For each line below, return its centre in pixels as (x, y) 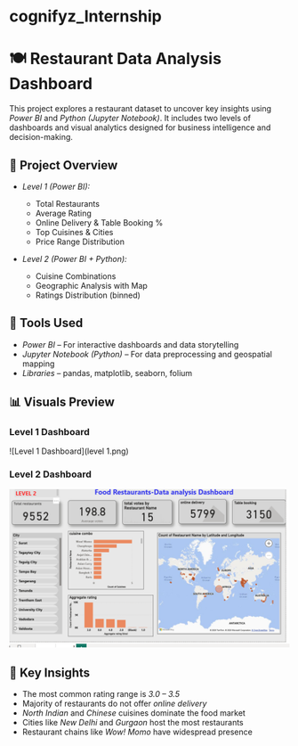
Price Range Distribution (80, 242)
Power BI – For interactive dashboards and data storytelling (130, 344)
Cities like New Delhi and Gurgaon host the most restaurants (133, 723)
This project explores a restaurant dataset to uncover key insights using (141, 109)
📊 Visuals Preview (62, 402)
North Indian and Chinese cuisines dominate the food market (134, 713)
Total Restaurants (68, 203)
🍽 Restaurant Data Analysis (116, 59)
